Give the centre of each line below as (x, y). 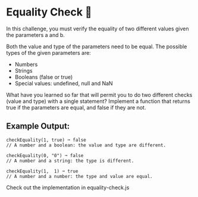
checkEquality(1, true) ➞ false (46, 140)
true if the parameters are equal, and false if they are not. (76, 107)
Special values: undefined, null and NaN (64, 83)
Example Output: (38, 126)
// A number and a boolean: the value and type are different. (86, 145)
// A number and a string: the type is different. (70, 161)
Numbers (26, 64)
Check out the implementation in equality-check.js (68, 187)
